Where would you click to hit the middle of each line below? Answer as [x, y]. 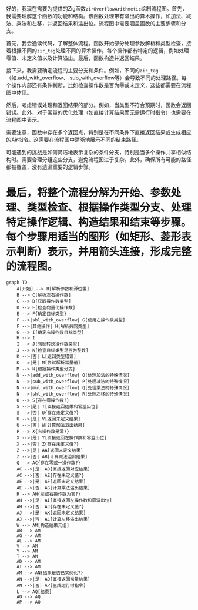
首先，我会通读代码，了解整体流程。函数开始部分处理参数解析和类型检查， [96, 43]
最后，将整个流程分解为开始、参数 [89, 193]
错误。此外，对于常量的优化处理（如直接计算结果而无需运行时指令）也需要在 [99, 112]
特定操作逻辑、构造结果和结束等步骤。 [99, 222]
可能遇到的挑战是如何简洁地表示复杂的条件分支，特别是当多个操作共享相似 [96, 152]
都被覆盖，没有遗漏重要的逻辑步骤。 [50, 167]
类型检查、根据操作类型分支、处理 [109, 208]
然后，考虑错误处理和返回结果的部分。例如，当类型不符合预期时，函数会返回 [99, 105]
